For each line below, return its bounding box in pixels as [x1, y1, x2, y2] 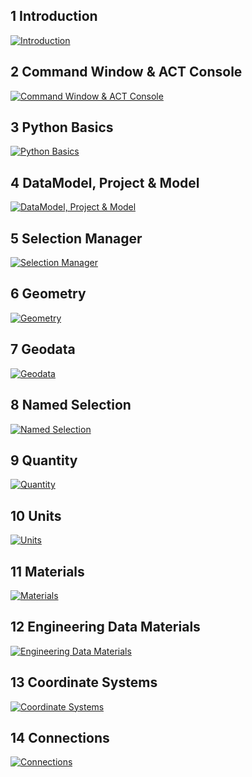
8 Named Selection [10, 397, 132, 414]
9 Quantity [10, 452, 78, 469]
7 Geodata [10, 341, 76, 358]
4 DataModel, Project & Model [10, 174, 200, 191]
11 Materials [10, 563, 85, 580]
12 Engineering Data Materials [10, 619, 201, 636]
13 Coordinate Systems [10, 674, 158, 691]
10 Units [10, 507, 62, 524]
